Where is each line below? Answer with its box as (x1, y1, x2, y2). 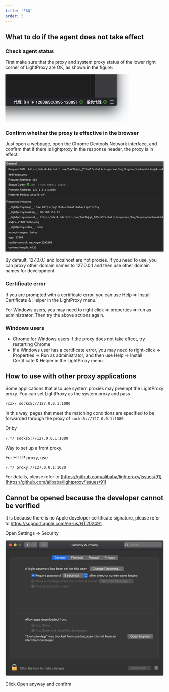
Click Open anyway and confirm (5, 681, 72, 687)
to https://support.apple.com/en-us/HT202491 (5, 521, 102, 527)
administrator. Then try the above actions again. (5, 312, 105, 318)
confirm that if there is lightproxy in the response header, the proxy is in (5, 146, 153, 152)
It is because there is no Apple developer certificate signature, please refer (5, 515, 160, 521)
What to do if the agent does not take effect (5, 33, 144, 41)
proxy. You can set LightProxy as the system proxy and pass (5, 390, 130, 397)
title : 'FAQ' (5, 8, 33, 13)
